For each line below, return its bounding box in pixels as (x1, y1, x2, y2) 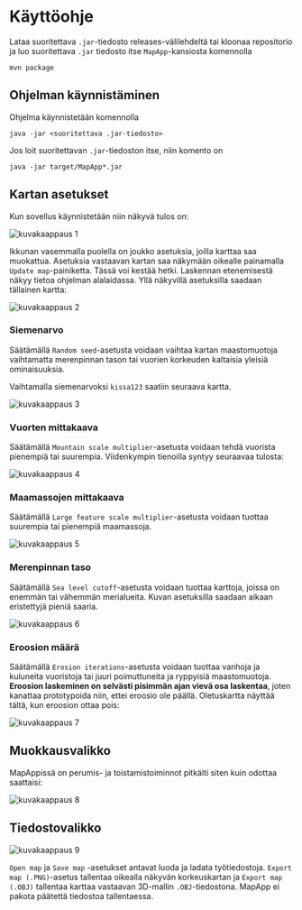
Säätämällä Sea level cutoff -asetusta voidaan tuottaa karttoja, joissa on (9, 582, 280, 593)
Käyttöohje (9, 6, 95, 27)
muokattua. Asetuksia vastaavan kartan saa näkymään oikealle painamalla (9, 255, 284, 266)
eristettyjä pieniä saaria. (9, 601, 98, 611)
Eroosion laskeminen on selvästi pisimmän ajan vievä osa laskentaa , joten (9, 681, 291, 692)
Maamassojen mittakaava (9, 492, 124, 504)
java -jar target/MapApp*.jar (9, 162, 124, 171)
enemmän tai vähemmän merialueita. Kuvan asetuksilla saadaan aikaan (9, 591, 273, 602)
